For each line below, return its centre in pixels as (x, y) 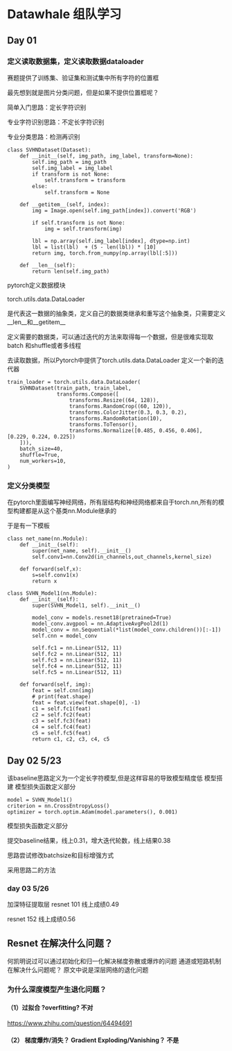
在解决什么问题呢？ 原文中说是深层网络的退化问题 (78, 970)
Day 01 (22, 40)
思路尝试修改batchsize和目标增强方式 (61, 855)
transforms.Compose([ (88, 394)
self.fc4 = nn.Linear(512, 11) (77, 666)
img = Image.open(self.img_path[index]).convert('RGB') (114, 210)
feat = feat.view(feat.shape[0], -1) (86, 703)
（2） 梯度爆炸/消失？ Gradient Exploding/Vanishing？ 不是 (93, 1040)
